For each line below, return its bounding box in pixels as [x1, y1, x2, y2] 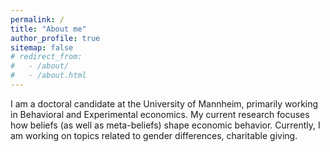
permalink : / [10, 14, 65, 25]
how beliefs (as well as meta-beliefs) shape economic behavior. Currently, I [10, 119, 321, 131]
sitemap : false [10, 42, 74, 53]
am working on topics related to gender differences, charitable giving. [10, 129, 298, 141]
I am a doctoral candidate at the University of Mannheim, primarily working [10, 97, 319, 110]
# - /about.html [10, 71, 87, 81]
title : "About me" [10, 24, 87, 34]
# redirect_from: [10, 52, 83, 62]
